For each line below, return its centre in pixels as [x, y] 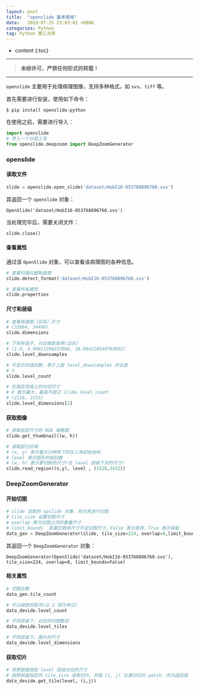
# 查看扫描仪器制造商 [29, 273]
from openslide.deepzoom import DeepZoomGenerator [70, 144]
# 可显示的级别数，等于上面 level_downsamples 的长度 [67, 365]
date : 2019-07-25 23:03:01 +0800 [50, 23]
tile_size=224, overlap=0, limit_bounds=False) [66, 562]
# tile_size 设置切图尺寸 [36, 517]
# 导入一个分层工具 [27, 139]
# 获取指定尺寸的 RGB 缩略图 [38, 431]
